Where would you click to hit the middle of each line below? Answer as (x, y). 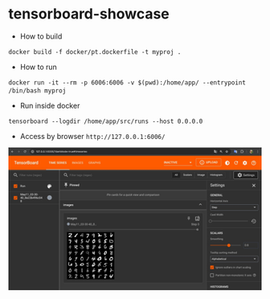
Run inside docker (50, 105)
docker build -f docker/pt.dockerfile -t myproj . (95, 52)
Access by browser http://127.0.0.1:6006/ (92, 136)
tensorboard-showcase (89, 14)
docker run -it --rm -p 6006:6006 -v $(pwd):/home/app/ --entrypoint (127, 82)
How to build (41, 36)
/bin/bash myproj (37, 90)
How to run (39, 67)
